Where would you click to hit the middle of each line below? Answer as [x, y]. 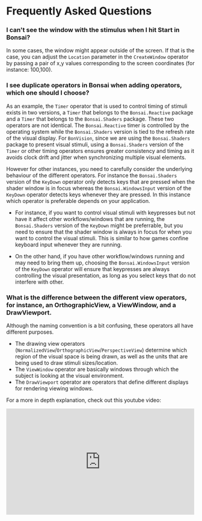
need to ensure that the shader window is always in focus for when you [103, 232]
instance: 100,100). [29, 70]
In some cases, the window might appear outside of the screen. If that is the [100, 51]
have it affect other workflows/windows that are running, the [90, 219]
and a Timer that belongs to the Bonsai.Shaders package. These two [90, 119]
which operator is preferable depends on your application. [78, 201]
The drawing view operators [50, 344]
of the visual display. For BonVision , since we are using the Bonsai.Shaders [98, 138]
